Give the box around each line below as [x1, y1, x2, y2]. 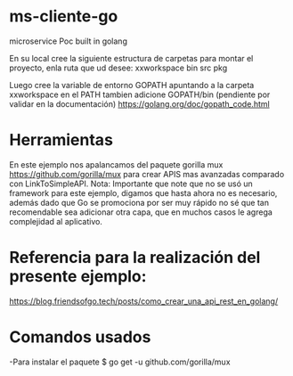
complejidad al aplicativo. [9, 216, 102, 226]
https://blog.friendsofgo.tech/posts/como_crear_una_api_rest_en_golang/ [9, 296, 279, 307]
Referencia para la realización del [9, 248, 261, 268]
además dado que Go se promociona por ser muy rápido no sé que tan [9, 197, 270, 208]
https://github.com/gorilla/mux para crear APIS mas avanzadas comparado [9, 168, 285, 179]
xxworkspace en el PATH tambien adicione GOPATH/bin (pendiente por [9, 89, 271, 100]
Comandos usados [9, 327, 151, 347]
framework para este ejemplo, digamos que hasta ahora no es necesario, [9, 187, 278, 198]
